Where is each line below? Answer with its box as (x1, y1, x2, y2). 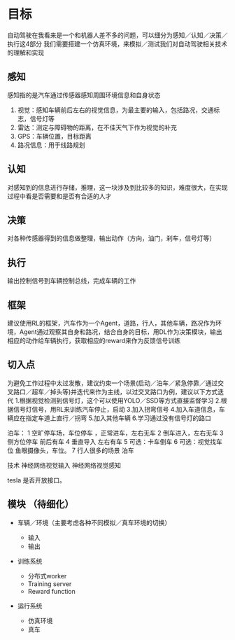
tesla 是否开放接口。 (7, 475, 66, 484)
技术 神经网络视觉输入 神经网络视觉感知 (7, 461, 121, 469)
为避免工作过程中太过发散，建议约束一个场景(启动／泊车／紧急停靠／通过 (7, 379, 218, 387)
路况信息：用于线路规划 (17, 141, 85, 149)
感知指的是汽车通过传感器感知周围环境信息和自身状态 (7, 90, 161, 99)
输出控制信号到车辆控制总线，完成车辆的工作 (7, 277, 136, 285)
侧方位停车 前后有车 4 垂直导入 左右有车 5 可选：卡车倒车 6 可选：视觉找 (7, 437, 217, 445)
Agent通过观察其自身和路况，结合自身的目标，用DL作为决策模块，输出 (19, 328, 222, 336)
